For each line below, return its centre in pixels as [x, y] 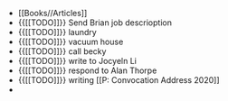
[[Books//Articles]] [52, 13]
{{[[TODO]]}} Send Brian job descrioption [95, 23]
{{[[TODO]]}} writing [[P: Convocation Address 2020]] [119, 80]
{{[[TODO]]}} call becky [62, 51]
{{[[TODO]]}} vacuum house [71, 41]
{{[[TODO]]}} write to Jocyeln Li [77, 61]
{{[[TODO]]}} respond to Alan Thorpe [87, 70]
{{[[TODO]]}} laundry [57, 32]
